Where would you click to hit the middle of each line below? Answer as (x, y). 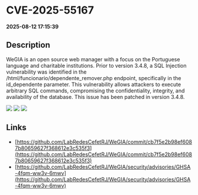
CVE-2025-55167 (50, 10)
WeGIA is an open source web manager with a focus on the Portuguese (93, 59)
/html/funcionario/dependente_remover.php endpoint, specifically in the (94, 78)
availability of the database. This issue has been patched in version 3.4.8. (95, 97)
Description (28, 45)
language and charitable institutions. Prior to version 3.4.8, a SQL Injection (97, 65)
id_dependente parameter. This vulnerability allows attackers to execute (94, 84)
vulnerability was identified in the (46, 72)
